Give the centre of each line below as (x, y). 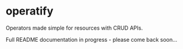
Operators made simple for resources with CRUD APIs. (74, 28)
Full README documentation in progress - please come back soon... (91, 39)
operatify (30, 11)
